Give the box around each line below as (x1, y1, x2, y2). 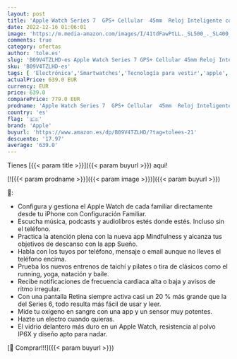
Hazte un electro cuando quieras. (17, 315, 115, 324)
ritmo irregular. (17, 285, 61, 293)
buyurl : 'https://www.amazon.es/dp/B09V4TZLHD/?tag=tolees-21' (7, 129, 197, 136)
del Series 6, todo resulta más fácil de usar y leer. (17, 300, 162, 308)
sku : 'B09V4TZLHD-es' (7, 63, 71, 70)
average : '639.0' (7, 142, 59, 149)
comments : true (7, 37, 52, 44)
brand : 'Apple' (7, 122, 52, 129)
